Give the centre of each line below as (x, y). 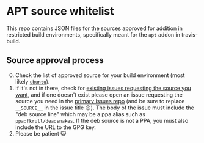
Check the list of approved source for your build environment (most (100, 75)
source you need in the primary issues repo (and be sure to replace (100, 101)
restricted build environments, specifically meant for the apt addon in (93, 34)
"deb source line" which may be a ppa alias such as (80, 114)
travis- (190, 34)
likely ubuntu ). (32, 81)
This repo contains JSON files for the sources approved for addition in (95, 28)
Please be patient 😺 (41, 133)
